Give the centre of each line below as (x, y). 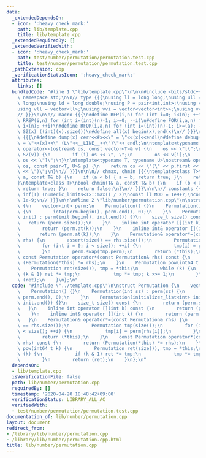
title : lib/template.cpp (49, 35)
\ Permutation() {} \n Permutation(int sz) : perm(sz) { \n (101, 291)
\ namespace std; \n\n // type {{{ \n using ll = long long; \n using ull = (109, 97)
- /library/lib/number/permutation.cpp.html (64, 440)
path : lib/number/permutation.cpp (56, 383)
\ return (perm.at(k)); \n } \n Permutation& (90, 234)
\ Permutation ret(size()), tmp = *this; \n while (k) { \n (107, 269)
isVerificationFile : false (46, 377)
